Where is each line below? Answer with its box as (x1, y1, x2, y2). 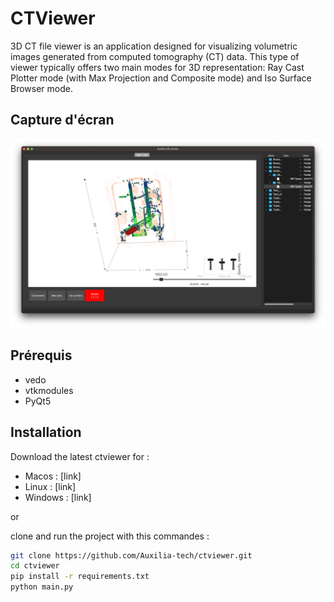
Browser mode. (10, 82, 73, 94)
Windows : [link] (24, 491, 92, 503)
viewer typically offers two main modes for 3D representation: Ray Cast (10, 61, 305, 73)
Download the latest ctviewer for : (10, 450, 150, 462)
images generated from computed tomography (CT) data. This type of (10, 50, 300, 62)
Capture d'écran (10, 112, 115, 129)
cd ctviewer (10, 561, 60, 571)
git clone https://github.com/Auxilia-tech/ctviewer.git (10, 550, 253, 561)
